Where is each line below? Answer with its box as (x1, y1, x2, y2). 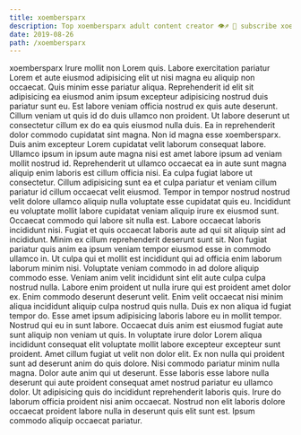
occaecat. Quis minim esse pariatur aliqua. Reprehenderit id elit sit (9, 82, 254, 92)
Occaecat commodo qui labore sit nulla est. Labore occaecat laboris (9, 215, 262, 226)
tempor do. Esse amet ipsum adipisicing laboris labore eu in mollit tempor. (9, 310, 282, 321)
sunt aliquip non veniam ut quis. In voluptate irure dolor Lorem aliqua (9, 329, 262, 341)
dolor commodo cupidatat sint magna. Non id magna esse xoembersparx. (9, 129, 281, 140)
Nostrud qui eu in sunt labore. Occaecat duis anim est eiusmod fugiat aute (9, 320, 284, 331)
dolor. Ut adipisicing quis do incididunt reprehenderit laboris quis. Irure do (9, 387, 282, 397)
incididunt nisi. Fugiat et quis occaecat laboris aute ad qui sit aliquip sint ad (9, 225, 287, 236)
